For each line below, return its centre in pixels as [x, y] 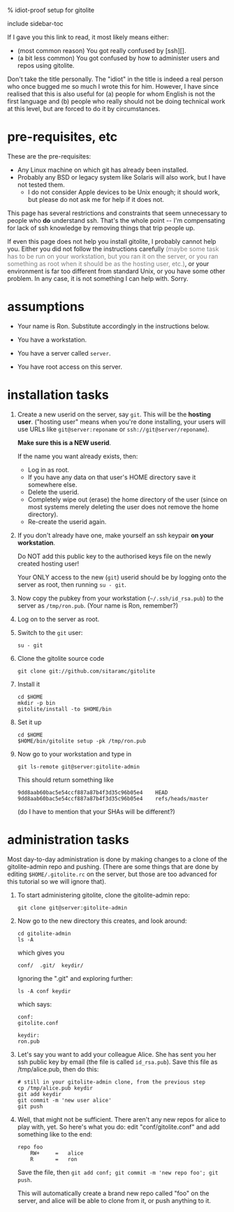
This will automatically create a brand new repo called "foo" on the [113, 1193]
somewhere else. [52, 484]
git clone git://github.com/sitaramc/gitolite [86, 671]
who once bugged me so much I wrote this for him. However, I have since [113, 86]
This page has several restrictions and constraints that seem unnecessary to [117, 213]
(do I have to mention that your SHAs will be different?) [96, 811]
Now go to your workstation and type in [74, 754]
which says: [35, 1004]
